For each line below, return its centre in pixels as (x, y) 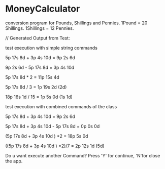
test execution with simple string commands (52, 48)
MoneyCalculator (43, 9)
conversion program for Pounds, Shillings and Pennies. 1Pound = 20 (76, 23)
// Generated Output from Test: (38, 38)
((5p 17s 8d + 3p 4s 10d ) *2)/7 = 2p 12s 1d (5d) (55, 146)
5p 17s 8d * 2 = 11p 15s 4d (32, 77)
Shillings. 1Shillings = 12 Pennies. (40, 28)
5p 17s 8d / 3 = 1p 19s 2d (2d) (36, 87)
